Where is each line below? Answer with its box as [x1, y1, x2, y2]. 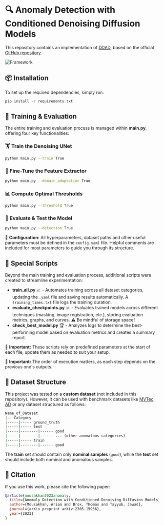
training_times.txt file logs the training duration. [12, 299, 112, 305]
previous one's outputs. [5, 363, 53, 369]
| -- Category [5, 415, 32, 420]
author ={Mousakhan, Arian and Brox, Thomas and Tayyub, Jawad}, [9, 502, 143, 507]
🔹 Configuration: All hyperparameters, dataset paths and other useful [5, 235, 145, 241]
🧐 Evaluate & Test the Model [5, 215, 73, 222]
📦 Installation [5, 74, 49, 82]
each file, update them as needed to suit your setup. [5, 349, 110, 355]
